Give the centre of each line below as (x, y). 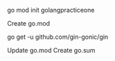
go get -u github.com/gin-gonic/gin (58, 37)
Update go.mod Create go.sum (51, 50)
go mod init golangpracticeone (51, 10)
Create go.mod (29, 23)
